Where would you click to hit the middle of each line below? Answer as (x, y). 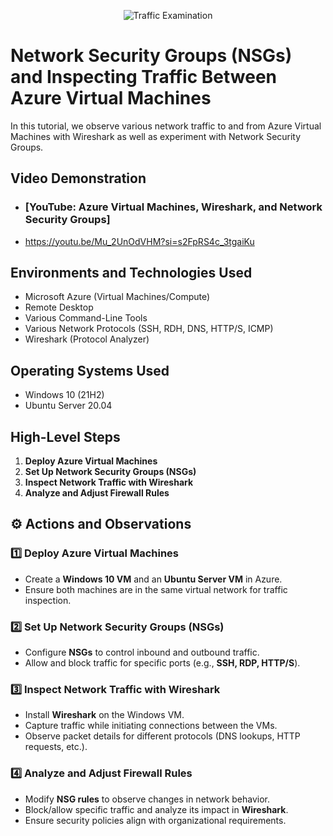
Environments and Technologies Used (131, 273)
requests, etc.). (56, 747)
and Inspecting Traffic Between (144, 77)
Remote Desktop (59, 307)
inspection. (48, 600)
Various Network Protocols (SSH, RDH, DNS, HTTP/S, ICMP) (149, 329)
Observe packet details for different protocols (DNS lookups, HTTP (162, 736)
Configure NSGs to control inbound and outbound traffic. (142, 652)
